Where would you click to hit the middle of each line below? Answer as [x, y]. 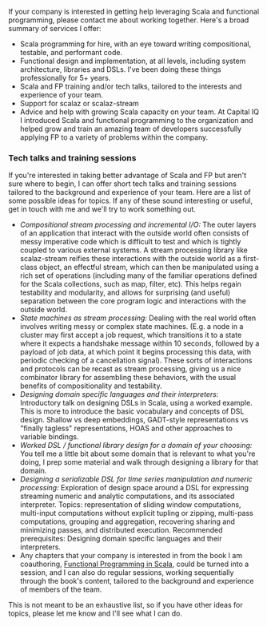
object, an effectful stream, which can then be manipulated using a [149, 267]
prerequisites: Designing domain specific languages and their [121, 539]
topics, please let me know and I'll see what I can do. [95, 613]
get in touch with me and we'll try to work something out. [102, 209]
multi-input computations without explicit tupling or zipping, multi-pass [136, 513]
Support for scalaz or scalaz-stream [80, 103]
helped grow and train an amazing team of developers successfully [131, 129]
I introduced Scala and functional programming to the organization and [136, 120]
